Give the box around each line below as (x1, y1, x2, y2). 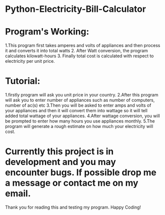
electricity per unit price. (5, 58, 55, 64)
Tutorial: (5, 76, 40, 87)
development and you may (5, 157, 116, 168)
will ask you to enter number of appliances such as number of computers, (5, 97, 155, 103)
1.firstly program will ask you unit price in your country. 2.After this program (5, 92, 159, 98)
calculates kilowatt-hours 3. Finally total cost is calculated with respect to (5, 53, 154, 59)
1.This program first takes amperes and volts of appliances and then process (5, 43, 161, 48)
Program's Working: (5, 26, 90, 38)
